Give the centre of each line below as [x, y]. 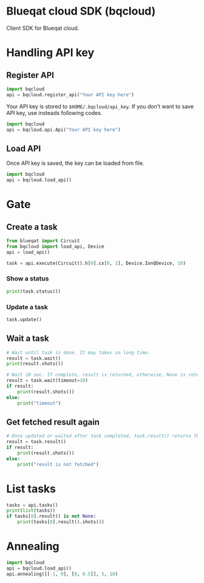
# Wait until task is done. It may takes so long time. [78, 352]
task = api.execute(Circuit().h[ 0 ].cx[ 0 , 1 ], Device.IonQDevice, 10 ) [96, 263]
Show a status [28, 279]
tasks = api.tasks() [32, 505]
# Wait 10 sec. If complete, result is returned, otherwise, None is [96, 375]
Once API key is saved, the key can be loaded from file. [75, 163]
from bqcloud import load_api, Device [55, 246]
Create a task [32, 227]
